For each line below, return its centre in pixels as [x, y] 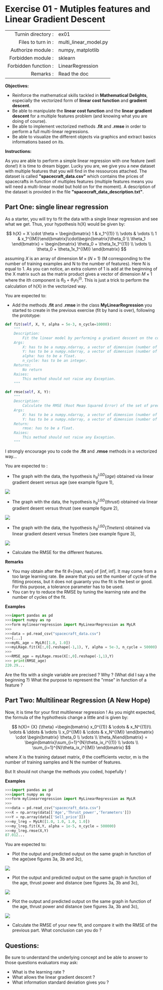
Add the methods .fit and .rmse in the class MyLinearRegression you [82, 305]
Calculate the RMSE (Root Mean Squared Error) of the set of [86, 406]
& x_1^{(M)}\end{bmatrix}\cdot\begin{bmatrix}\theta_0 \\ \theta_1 [81, 238]
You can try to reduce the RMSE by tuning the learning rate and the [79, 592]
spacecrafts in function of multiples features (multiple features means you [79, 181]
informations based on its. [38, 142]
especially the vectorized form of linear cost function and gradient [79, 100]
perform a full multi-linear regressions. [51, 131]
